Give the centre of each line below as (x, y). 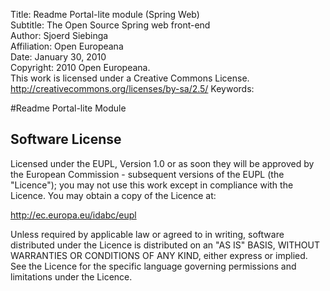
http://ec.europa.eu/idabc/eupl (73, 215)
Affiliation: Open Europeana (67, 46)
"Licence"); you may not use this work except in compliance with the (152, 185)
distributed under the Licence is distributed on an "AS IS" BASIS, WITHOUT (165, 245)
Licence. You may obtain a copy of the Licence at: (113, 195)
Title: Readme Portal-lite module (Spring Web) (105, 14)
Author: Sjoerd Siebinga (59, 35)
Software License (66, 139)
